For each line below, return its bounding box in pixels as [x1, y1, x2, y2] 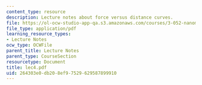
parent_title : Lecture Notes [6, 48, 79, 54]
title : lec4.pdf [6, 64, 47, 71]
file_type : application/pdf [6, 25, 77, 32]
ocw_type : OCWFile [6, 42, 52, 48]
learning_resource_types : [6, 31, 71, 37]
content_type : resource [6, 8, 66, 15]
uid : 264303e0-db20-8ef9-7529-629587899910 [6, 70, 117, 76]
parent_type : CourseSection [6, 53, 77, 59]
